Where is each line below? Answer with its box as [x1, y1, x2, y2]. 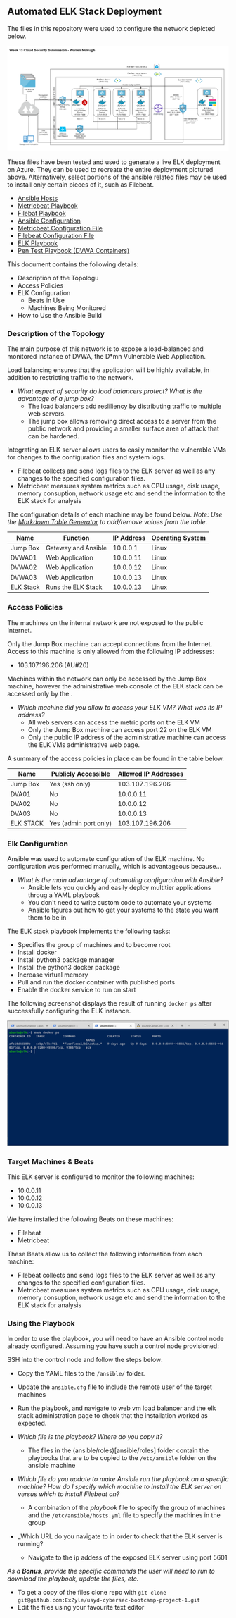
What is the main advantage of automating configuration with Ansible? [17, 876, 223, 884]
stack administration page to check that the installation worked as [17, 1412, 209, 1420]
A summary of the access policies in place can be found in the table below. [7, 754, 225, 762]
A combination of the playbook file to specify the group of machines [27, 1504, 226, 1512]
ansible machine [27, 1462, 76, 1470]
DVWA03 [10, 573, 37, 581]
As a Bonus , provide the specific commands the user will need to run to [7, 1567, 216, 1576]
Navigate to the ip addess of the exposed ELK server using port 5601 [27, 1553, 228, 1562]
